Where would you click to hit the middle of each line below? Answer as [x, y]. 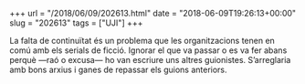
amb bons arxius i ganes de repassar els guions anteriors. [118, 69]
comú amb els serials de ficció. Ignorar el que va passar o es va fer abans [148, 50]
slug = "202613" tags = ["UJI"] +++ [76, 23]
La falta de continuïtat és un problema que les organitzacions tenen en [142, 41]
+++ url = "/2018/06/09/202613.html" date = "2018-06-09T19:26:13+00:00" [153, 13]
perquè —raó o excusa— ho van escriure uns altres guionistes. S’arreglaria [150, 60]
